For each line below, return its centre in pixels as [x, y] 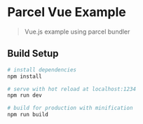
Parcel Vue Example [67, 12]
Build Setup [33, 54]
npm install [25, 76]
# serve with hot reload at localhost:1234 [72, 89]
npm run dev [25, 95]
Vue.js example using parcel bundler [77, 32]
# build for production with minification [70, 108]
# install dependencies [42, 70]
